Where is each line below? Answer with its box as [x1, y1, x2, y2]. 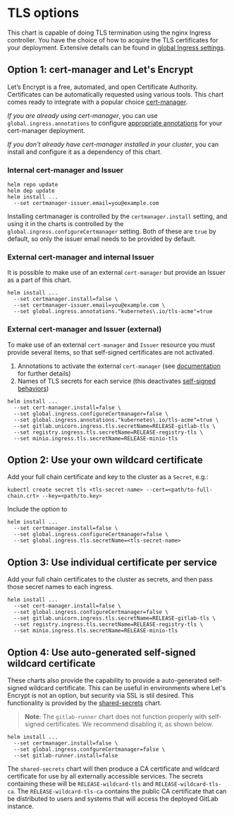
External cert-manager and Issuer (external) [7, 324, 162, 334]
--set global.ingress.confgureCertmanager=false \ [13, 746, 166, 753]
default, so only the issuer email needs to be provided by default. [7, 235, 196, 243]
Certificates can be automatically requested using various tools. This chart [7, 90, 224, 98]
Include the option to [7, 505, 68, 514]
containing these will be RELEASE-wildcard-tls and [7, 779, 154, 788]
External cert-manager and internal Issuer [7, 252, 154, 262]
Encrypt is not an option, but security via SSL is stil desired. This [7, 691, 194, 700]
